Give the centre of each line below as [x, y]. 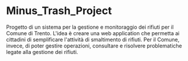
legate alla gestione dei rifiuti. [42, 52]
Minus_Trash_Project [59, 11]
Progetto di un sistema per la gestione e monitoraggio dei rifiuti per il [90, 27]
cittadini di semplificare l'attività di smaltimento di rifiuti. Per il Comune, [93, 39]
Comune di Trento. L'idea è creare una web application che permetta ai [93, 33]
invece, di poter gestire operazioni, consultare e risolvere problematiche [94, 46]
